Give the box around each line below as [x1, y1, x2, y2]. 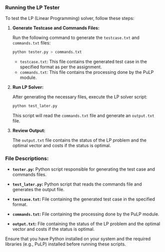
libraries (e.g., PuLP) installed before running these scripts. [5, 241, 126, 247]
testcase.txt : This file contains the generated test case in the [19, 59, 147, 65]
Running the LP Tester [5, 4, 60, 11]
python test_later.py [12, 104, 57, 109]
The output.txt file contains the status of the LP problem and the [12, 137, 147, 143]
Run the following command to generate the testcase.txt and [12, 34, 140, 41]
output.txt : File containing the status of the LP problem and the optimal [12, 221, 161, 227]
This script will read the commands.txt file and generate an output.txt [12, 113, 155, 119]
